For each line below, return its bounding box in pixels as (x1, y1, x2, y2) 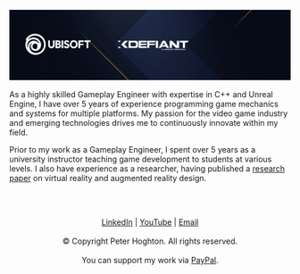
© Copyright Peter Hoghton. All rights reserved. (62, 236, 238, 246)
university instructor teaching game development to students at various (9, 154, 272, 164)
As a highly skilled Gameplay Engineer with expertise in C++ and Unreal (9, 89, 274, 99)
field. (9, 127, 29, 137)
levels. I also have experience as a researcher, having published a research (9, 163, 286, 174)
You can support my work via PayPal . (81, 255, 219, 265)
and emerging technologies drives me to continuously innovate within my (9, 118, 279, 128)
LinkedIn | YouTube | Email (101, 217, 199, 228)
